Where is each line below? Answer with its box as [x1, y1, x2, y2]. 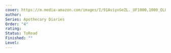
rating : [5, 26, 22, 31]
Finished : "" [5, 36, 33, 41]
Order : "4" [5, 21, 28, 27]
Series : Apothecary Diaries [5, 17, 65, 22]
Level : [5, 40, 19, 45]
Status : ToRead [5, 31, 38, 36]
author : [5, 12, 22, 17]
